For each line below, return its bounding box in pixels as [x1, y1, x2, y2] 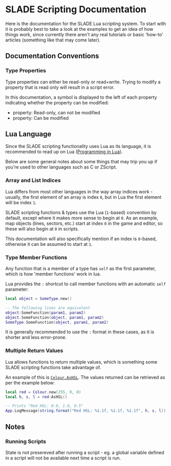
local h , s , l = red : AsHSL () [5, 394, 68, 399]
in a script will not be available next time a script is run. [5, 455, 121, 461]
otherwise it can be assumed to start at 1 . [5, 241, 93, 247]
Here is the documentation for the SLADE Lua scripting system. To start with [5, 20, 166, 27]
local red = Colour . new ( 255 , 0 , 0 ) [5, 389, 81, 395]
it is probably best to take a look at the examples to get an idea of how [5, 26, 154, 32]
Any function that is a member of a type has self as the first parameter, [5, 265, 156, 272]
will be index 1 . [5, 199, 37, 205]
